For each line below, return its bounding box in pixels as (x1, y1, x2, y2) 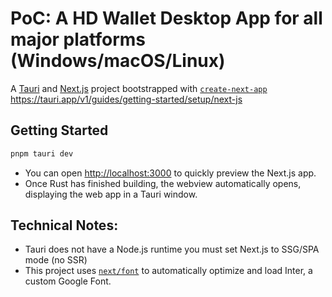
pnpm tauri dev (10, 148, 74, 159)
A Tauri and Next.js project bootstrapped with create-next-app (10, 82, 268, 94)
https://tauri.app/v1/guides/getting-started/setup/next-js (10, 93, 243, 105)
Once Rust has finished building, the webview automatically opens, (24, 177, 302, 189)
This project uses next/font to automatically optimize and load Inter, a (24, 265, 313, 277)
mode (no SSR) (24, 254, 88, 266)
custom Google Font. (24, 275, 112, 287)
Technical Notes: (10, 217, 119, 234)
